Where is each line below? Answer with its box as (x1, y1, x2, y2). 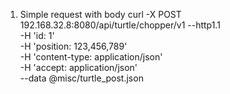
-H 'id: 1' (19, 30, 55, 41)
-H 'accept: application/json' (19, 62, 138, 73)
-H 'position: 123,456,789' (19, 40, 128, 52)
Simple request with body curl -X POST (19, 9, 182, 20)
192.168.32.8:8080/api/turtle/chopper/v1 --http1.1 (19, 19, 221, 31)
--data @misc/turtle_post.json (19, 72, 144, 84)
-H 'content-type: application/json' (19, 51, 163, 63)
